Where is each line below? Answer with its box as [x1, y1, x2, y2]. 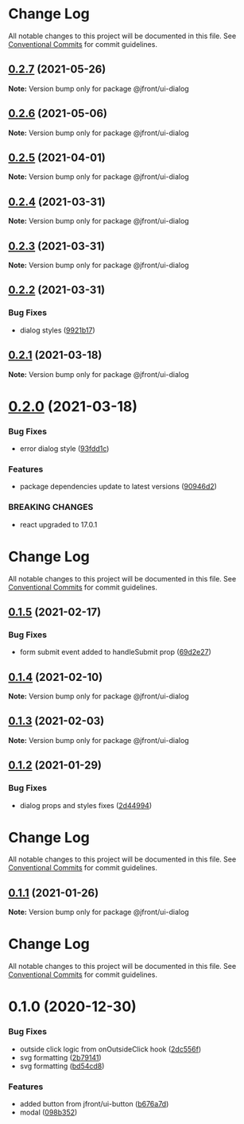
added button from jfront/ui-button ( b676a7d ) [19, 1099, 169, 1108]
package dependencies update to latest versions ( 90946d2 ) [19, 482, 217, 492]
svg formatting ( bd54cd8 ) [19, 1061, 105, 1071]
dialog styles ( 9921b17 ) [19, 325, 95, 335]
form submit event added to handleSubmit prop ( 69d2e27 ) [19, 648, 212, 657]
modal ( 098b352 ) [19, 1107, 78, 1117]
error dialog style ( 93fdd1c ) [19, 443, 110, 453]
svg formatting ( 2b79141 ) [19, 1052, 102, 1062]
